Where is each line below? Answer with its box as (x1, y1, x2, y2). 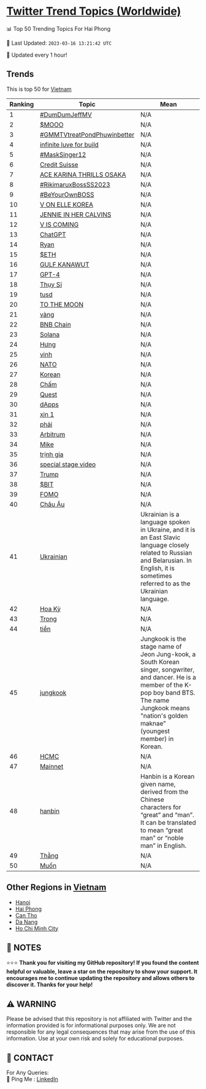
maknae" (140, 719, 167, 727)
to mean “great (140, 826, 183, 834)
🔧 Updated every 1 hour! (6, 51, 67, 58)
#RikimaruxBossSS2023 (39, 180, 110, 189)
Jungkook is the (140, 635, 186, 643)
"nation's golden (140, 711, 188, 720)
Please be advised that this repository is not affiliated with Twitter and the (6, 1015, 192, 1023)
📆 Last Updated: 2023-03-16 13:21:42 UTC (6, 39, 112, 47)
